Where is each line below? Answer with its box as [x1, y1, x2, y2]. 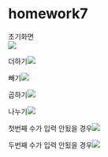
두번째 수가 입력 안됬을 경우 [8, 140, 93, 150]
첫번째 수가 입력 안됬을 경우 [8, 123, 93, 133]
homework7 [8, 5, 88, 23]
